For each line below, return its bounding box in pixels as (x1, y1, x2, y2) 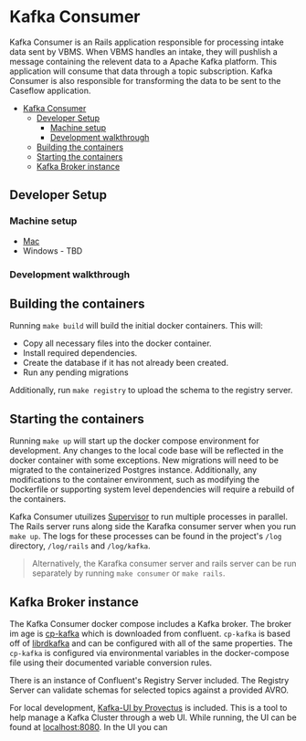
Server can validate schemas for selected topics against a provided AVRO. (9, 684, 290, 695)
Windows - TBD (22, 245, 83, 256)
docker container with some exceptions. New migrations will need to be (9, 454, 279, 466)
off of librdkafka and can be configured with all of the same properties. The (9, 637, 293, 649)
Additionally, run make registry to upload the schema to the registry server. (9, 385, 293, 396)
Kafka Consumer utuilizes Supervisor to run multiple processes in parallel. (9, 511, 289, 522)
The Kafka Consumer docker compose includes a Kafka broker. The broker (9, 618, 292, 629)
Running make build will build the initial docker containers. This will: (9, 320, 263, 331)
